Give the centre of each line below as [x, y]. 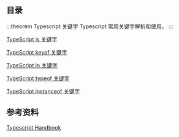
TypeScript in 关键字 [32, 65]
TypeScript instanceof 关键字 [43, 91]
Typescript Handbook [34, 127]
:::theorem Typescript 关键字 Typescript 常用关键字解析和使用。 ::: [90, 26]
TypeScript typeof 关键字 [38, 78]
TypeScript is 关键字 [32, 39]
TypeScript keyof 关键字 [37, 52]
